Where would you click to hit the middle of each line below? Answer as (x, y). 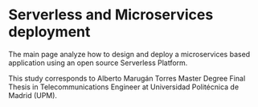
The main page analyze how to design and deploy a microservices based (129, 54)
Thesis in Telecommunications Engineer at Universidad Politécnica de (124, 87)
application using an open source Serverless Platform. (98, 63)
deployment (49, 32)
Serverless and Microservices (111, 15)
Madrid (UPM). (33, 95)
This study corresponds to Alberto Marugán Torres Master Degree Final (127, 78)
